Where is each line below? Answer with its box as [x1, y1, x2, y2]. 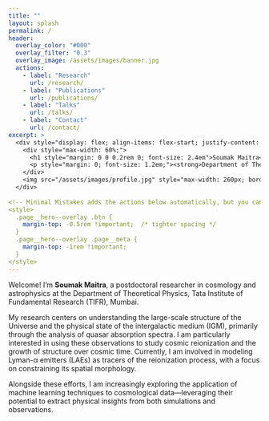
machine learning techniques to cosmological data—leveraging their [8, 387, 234, 397]
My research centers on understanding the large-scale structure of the [8, 312, 242, 322]
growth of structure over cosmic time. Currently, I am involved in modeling [8, 346, 254, 356]
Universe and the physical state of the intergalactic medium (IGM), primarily [8, 321, 259, 330]
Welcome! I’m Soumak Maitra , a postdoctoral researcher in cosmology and [8, 280, 256, 289]
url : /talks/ [29, 109, 74, 117]
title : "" [8, 11, 42, 20]
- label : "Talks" [22, 101, 81, 109]
